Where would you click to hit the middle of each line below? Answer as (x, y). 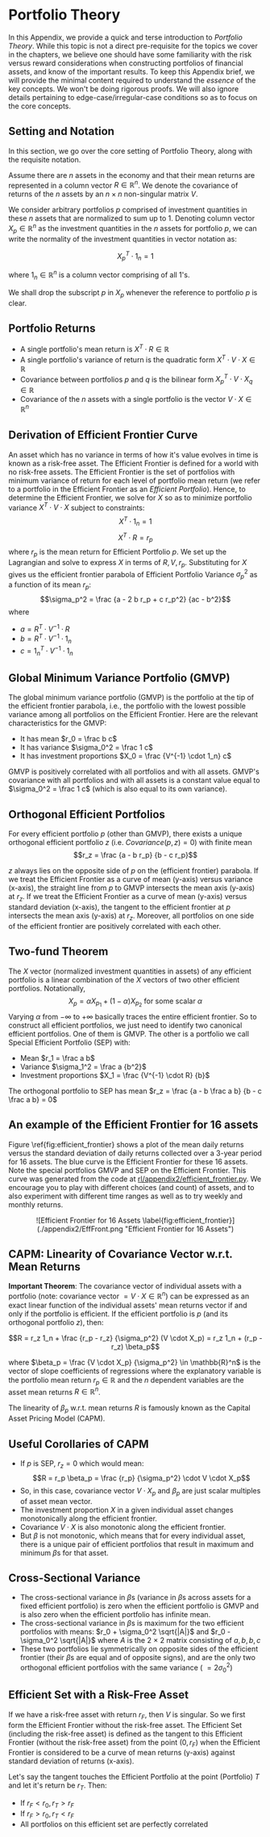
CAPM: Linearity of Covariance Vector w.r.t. (120, 1254)
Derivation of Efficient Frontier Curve (103, 435)
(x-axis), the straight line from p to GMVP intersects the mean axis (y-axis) (132, 888)
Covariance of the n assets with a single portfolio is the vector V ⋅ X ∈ (136, 399)
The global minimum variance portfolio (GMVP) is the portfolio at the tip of (131, 698)
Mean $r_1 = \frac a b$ (57, 1058)
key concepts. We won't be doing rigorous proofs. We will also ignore (124, 89)
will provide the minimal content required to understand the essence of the (132, 80)
